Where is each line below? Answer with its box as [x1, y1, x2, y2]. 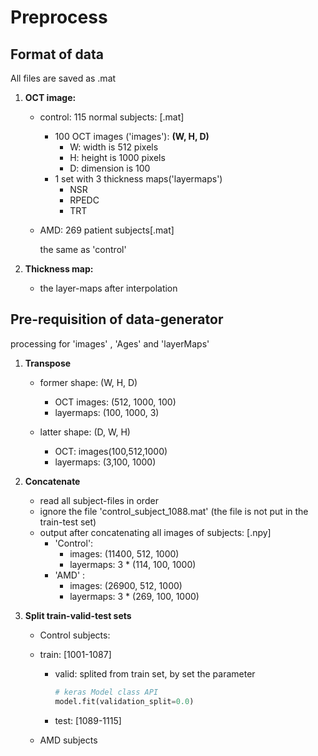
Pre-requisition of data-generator [10, 311, 224, 328]
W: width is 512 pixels [69, 141, 159, 153]
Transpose [24, 357, 72, 369]
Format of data [10, 46, 104, 63]
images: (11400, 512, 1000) [69, 547, 180, 560]
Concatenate [24, 475, 81, 487]
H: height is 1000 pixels [69, 152, 166, 163]
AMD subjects [39, 734, 98, 746]
